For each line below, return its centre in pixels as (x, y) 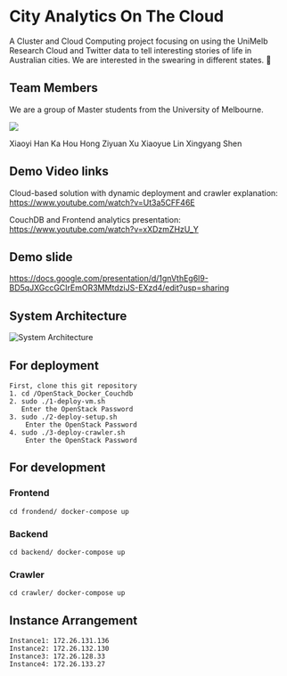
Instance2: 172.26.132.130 (59, 649)
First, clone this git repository (74, 386)
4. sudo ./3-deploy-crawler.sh (67, 433)
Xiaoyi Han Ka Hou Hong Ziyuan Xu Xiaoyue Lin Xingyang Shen (126, 143)
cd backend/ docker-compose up (67, 552)
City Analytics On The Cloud (117, 16)
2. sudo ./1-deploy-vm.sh (57, 402)
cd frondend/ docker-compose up (69, 511)
